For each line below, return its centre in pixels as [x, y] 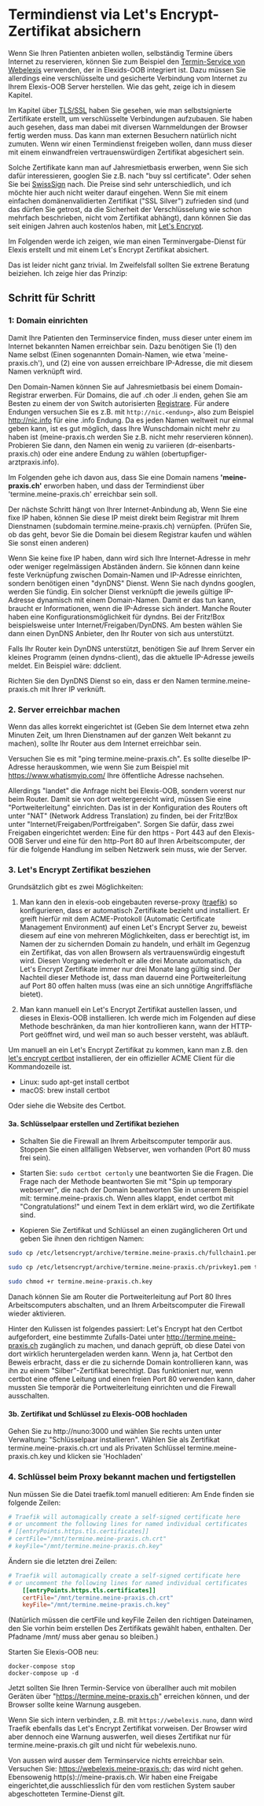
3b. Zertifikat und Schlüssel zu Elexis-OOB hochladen [98, 1413]
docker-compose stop [42, 1666]
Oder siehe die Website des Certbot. [67, 1106]
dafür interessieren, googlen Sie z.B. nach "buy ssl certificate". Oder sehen [130, 176]
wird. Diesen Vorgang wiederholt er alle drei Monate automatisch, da [130, 961]
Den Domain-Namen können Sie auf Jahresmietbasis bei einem [111, 386]
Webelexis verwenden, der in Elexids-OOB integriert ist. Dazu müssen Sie [127, 69]
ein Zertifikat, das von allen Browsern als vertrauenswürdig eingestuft [132, 952]
